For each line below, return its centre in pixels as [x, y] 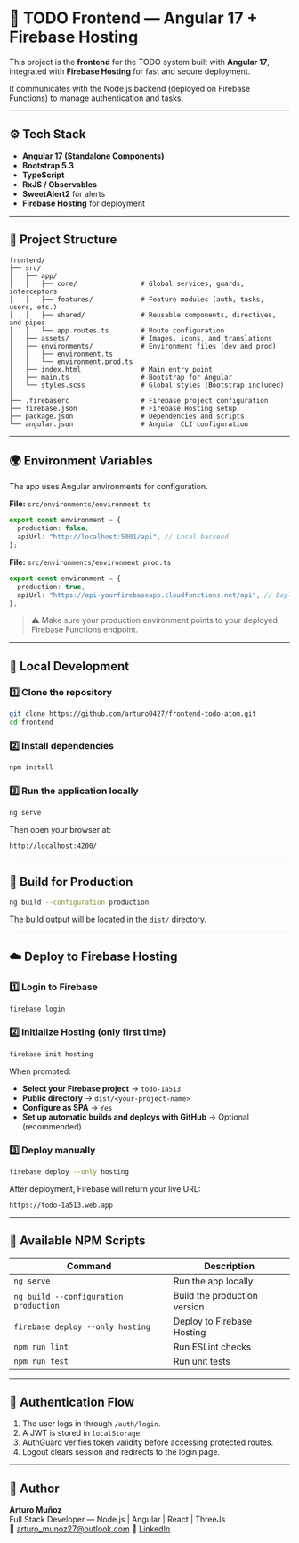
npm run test [41, 1361]
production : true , [52, 587]
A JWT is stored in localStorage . [82, 1433]
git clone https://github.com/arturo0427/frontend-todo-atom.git [133, 714]
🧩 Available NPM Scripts [77, 1241]
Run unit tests [202, 1361]
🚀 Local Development [69, 666]
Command [89, 1266]
